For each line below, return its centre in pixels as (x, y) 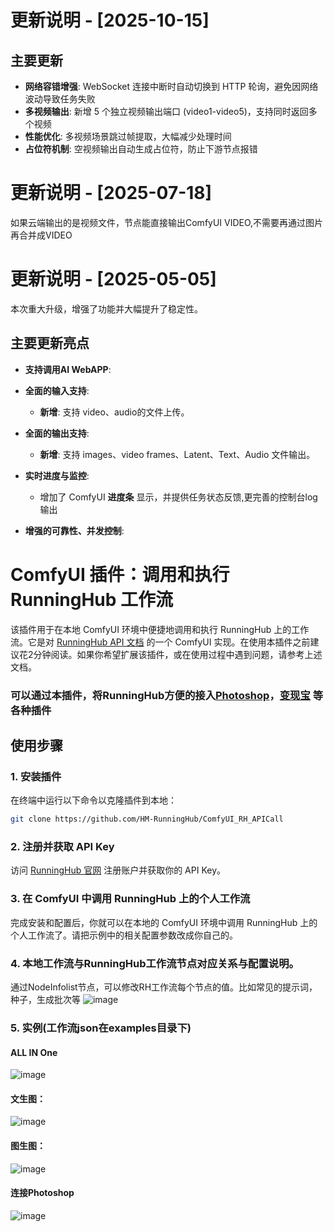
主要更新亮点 (50, 343)
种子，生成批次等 (45, 999)
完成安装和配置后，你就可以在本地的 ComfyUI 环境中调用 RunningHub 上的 (164, 922)
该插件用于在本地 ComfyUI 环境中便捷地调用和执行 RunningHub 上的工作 (160, 629)
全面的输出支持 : (57, 433)
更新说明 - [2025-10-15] (110, 20)
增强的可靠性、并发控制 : (74, 530)
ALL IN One (34, 1052)
